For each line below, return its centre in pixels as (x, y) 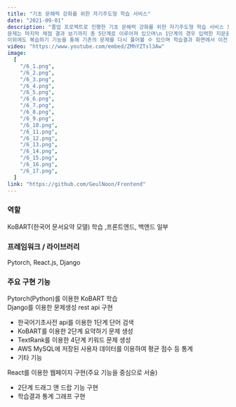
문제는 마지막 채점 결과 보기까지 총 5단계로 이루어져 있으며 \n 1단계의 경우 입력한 (110, 33)
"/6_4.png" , (37, 86)
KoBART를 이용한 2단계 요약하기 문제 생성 (75, 331)
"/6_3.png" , (37, 79)
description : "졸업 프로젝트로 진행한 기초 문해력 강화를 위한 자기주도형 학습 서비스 (116, 27)
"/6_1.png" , (37, 66)
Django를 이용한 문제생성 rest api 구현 (60, 308)
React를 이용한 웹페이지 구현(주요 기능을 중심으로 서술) (83, 372)
